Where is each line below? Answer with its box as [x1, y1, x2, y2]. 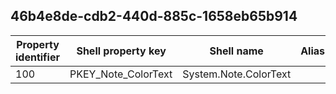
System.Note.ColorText [182, 67, 292, 81]
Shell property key [76, 44, 167, 58]
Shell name [209, 44, 264, 58]
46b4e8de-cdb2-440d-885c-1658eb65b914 [10, 8, 298, 25]
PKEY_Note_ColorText [69, 67, 173, 81]
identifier [15, 50, 60, 64]
